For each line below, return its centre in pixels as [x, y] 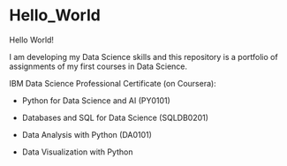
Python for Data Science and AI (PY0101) [96, 100]
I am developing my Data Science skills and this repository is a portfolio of [143, 57]
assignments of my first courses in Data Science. [98, 66]
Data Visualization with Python [77, 152]
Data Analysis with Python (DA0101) [87, 134]
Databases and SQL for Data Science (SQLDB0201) [115, 117]
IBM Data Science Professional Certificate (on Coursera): [113, 83]
